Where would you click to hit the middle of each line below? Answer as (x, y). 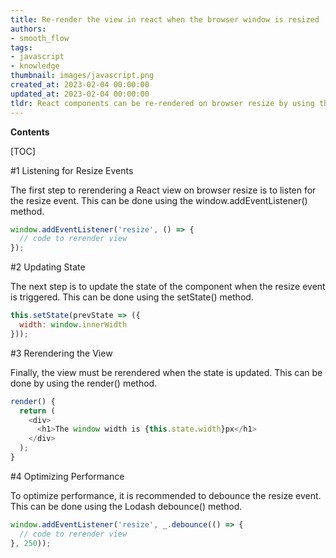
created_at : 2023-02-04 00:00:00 (80, 85)
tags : (21, 47)
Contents (30, 132)
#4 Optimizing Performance (67, 476)
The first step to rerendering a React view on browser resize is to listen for (163, 190)
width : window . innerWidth (73, 325)
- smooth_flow (40, 38)
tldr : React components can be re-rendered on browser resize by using (162, 103)
